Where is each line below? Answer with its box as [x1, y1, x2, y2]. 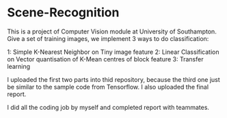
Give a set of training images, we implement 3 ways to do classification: [7, 34, 209, 42]
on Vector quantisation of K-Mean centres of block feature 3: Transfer [7, 55, 204, 63]
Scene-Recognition [7, 5, 120, 20]
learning [7, 62, 31, 70]
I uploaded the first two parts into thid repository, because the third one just [7, 75, 220, 83]
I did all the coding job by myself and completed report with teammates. [7, 103, 210, 111]
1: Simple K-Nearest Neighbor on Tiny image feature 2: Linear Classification [7, 48, 219, 56]
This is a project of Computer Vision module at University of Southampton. [7, 27, 217, 35]
